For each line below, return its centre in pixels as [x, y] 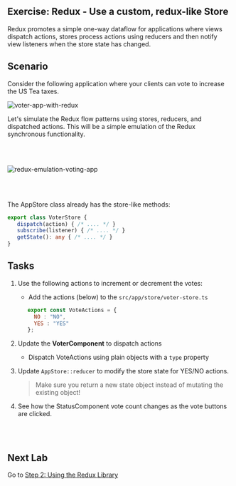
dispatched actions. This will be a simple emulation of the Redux [101, 126]
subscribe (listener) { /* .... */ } [71, 231]
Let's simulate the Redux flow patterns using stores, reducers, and [104, 119]
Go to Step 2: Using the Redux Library [63, 475]
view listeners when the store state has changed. [79, 44]
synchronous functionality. [46, 134]
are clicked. [34, 414]
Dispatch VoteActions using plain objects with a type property [119, 357]
